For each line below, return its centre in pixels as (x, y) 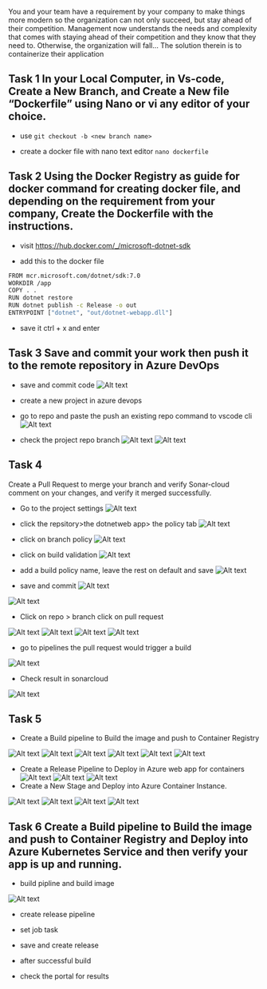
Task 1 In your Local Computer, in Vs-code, (116, 79)
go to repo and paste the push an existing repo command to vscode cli (136, 415)
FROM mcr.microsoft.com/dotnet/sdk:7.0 (75, 276)
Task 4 (25, 465)
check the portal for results (64, 976)
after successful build (55, 961)
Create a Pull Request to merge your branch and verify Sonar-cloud (119, 484)
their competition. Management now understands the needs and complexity (133, 28)
